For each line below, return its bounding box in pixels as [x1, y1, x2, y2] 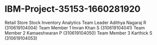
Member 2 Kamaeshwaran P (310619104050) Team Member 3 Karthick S [4, 30, 153, 36]
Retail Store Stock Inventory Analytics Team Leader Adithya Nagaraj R [4, 20, 146, 25]
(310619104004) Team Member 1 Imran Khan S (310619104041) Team [4, 24, 145, 30]
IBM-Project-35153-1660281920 [4, 3, 141, 15]
